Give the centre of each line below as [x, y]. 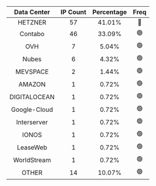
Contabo [32, 34]
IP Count [73, 12]
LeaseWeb [32, 147]
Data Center [32, 12]
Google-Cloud [32, 110]
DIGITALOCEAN [32, 97]
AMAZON [32, 84]
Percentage [109, 12]
